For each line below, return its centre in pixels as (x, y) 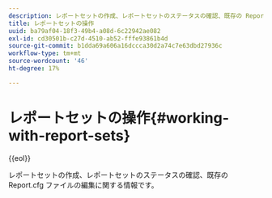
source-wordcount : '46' (49, 61)
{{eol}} (19, 158)
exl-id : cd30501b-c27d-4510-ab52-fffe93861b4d (88, 38)
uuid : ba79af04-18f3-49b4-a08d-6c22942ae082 (85, 31)
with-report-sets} (70, 135)
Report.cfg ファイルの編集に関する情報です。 (83, 185)
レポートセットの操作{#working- (119, 118)
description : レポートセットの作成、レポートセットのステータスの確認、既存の (125, 16)
